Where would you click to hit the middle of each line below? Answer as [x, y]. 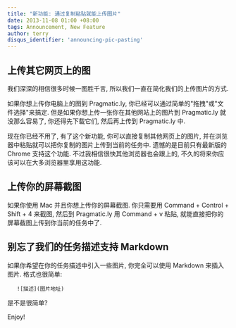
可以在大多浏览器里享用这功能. [57, 162]
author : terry [28, 33]
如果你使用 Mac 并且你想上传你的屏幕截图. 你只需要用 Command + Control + [118, 205]
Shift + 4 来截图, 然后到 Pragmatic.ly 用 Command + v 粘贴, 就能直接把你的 [116, 214]
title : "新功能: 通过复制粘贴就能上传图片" [64, 14]
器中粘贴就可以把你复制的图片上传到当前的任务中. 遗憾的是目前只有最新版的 [117, 144]
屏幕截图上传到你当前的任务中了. [55, 222]
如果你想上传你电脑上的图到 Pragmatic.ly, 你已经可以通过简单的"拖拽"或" [112, 103]
